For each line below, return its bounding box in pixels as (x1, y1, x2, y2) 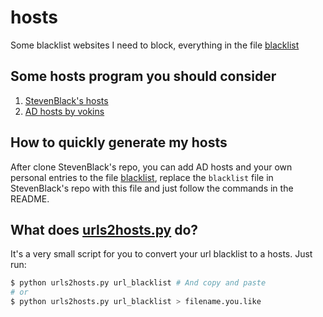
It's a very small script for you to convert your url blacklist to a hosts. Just (10, 248, 313, 260)
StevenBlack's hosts (24, 94, 109, 106)
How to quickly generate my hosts (10, 134, 228, 151)
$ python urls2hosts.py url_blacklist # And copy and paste (10, 278, 267, 288)
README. (10, 192, 50, 205)
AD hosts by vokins (24, 105, 105, 117)
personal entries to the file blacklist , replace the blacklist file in (10, 171, 274, 183)
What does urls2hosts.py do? (10, 221, 199, 238)
